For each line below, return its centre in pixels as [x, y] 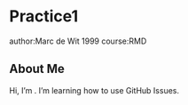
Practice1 [44, 16]
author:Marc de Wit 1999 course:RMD [78, 41]
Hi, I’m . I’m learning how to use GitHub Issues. [94, 90]
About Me [37, 69]
